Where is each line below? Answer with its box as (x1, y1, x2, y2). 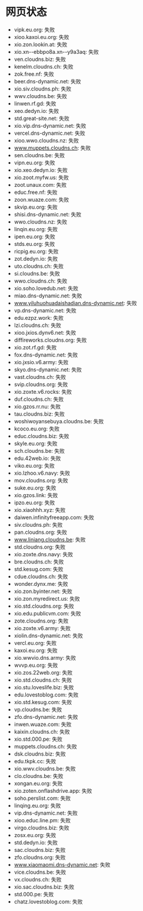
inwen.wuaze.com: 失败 (14, 721, 72, 728)
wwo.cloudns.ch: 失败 (14, 277, 68, 284)
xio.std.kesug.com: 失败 (14, 698, 72, 705)
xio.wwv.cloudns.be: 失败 (14, 765, 76, 772)
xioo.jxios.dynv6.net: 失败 (14, 329, 77, 336)
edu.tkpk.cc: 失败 (14, 757, 56, 764)
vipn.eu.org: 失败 (14, 159, 55, 166)
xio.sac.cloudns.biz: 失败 (14, 883, 75, 890)
